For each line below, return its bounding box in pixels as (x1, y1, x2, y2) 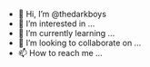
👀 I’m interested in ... (17, 18, 95, 29)
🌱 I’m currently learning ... (17, 28, 115, 38)
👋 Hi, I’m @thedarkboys (17, 9, 107, 19)
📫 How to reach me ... (17, 48, 103, 58)
